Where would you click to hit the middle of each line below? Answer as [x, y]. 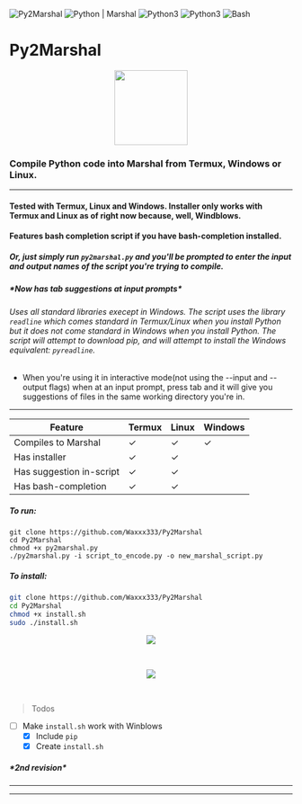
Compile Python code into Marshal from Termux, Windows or [145, 164]
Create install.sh [70, 746]
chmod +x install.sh [48, 615]
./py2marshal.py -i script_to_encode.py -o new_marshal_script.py [136, 556]
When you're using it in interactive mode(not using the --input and [145, 378]
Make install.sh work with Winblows [93, 726]
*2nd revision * [38, 767]
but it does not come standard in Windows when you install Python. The [143, 331]
